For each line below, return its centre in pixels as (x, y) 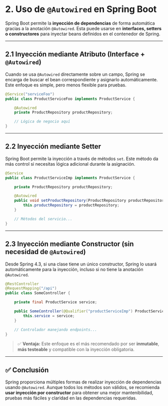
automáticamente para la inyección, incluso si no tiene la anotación (74, 269)
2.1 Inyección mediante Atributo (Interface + (75, 54)
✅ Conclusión (27, 370)
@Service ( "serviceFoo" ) (30, 94)
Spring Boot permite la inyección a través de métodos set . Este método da (82, 159)
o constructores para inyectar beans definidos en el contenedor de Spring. (83, 34)
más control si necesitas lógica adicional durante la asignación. (70, 164)
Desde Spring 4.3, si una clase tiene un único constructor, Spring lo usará (81, 264)
